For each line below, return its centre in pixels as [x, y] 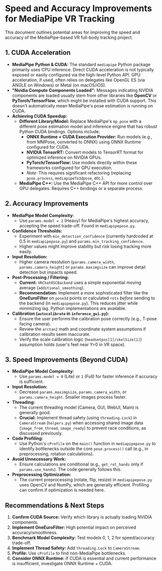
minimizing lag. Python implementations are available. [73, 308]
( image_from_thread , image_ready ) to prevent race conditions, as [83, 428]
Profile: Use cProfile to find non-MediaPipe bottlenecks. [69, 553]
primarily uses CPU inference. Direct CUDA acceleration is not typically [83, 69]
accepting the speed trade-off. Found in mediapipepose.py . [78, 225]
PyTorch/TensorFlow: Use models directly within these [82, 162]
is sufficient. [31, 381]
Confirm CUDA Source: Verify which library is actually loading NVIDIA [82, 517]
